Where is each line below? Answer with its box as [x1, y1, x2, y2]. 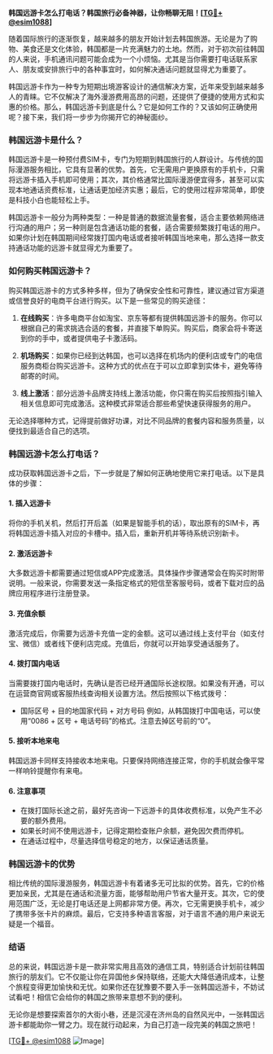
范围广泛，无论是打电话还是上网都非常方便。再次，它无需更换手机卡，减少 [15, 899, 265, 908]
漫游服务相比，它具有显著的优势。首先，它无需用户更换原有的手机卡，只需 [15, 164, 265, 174]
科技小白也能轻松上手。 [15, 195, 94, 205]
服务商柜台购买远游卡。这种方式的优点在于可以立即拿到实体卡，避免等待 [19, 361, 262, 370]
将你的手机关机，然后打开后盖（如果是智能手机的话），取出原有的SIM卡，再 [8, 518, 260, 528]
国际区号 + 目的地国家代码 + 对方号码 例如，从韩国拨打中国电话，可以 [19, 706, 254, 715]
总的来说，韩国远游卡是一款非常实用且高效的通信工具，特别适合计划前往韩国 [8, 961, 265, 971]
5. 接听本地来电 [8, 736, 59, 746]
